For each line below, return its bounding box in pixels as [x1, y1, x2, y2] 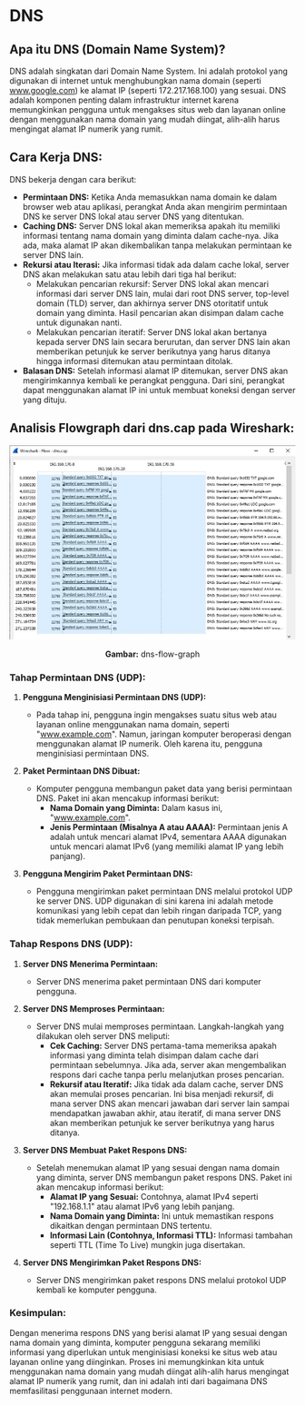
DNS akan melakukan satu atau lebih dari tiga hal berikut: [22, 269, 237, 280]
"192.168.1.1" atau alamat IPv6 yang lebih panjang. [49, 1201, 235, 1212]
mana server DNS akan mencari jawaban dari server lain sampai [49, 1098, 290, 1109]
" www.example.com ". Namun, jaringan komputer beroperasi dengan [35, 728, 292, 740]
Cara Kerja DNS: [9, 150, 103, 165]
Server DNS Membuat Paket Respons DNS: [22, 1144, 188, 1155]
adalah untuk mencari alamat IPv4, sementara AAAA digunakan [49, 832, 288, 843]
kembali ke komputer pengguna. [35, 1284, 157, 1295]
